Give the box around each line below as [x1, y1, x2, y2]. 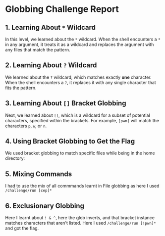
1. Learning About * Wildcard [5, 23, 96, 32]
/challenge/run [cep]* [5, 188, 52, 193]
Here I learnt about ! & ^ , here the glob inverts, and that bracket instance [5, 215, 155, 221]
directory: [5, 155, 25, 161]
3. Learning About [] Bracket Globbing [5, 99, 126, 107]
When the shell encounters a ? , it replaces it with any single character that [5, 79, 156, 85]
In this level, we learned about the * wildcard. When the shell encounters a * [5, 36, 161, 42]
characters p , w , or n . [5, 123, 47, 129]
